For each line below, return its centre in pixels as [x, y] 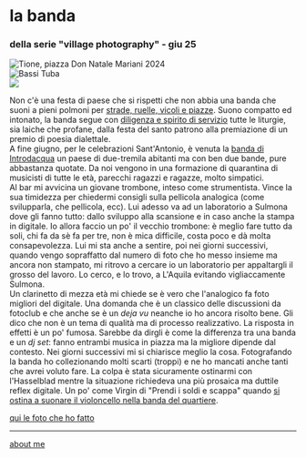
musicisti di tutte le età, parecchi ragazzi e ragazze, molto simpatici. [137, 178]
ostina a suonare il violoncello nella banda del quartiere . [114, 401]
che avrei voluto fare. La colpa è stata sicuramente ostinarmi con [131, 371]
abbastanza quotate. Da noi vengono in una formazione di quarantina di [144, 168]
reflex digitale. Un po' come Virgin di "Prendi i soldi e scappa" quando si [145, 391]
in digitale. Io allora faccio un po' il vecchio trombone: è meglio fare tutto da [151, 226]
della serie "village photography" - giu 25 [103, 45]
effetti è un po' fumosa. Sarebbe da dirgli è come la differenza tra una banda [153, 332]
